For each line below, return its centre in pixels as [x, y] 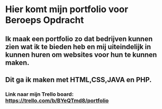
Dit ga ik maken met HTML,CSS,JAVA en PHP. [78, 80]
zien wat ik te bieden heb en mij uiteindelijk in [78, 47]
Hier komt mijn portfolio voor [67, 9]
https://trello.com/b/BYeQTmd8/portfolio [57, 100]
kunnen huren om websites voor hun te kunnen [81, 55]
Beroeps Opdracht [45, 20]
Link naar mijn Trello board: [39, 94]
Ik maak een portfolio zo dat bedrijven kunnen [79, 39]
